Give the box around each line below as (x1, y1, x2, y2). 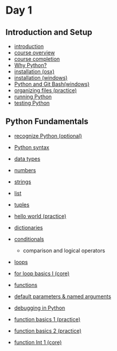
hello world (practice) (14, 212, 67, 220)
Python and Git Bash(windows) (14, 80, 90, 88)
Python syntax (14, 143, 50, 151)
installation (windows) (14, 75, 68, 81)
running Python (14, 93, 52, 100)
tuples (14, 201, 30, 208)
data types (14, 155, 41, 162)
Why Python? (14, 62, 47, 69)
